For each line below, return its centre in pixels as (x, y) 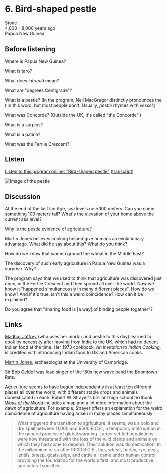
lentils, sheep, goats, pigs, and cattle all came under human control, (87, 455)
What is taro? (19, 71)
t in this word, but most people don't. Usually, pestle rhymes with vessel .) (80, 105)
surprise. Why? (21, 269)
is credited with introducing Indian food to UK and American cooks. (74, 353)
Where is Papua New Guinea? (36, 61)
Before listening (30, 49)
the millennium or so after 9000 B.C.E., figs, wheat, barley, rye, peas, (88, 450)
